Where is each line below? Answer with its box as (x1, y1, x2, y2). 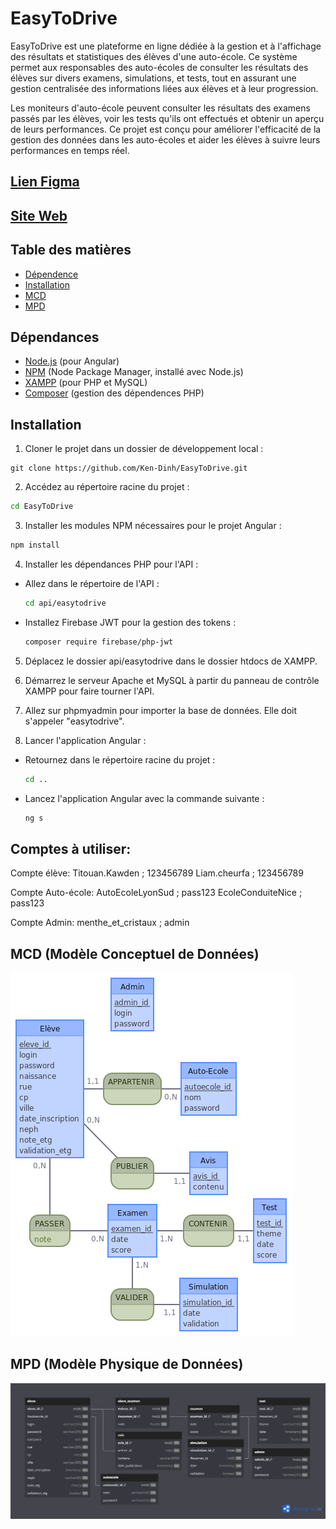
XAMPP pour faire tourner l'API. (24, 685, 155, 697)
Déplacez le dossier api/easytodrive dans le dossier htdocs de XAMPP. (24, 655, 318, 667)
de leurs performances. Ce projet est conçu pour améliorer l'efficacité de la (10, 123, 322, 135)
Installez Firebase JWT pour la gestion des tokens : (24, 616, 237, 628)
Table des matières (10, 242, 132, 259)
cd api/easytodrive (24, 598, 107, 608)
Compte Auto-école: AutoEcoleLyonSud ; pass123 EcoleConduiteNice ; (10, 887, 303, 899)
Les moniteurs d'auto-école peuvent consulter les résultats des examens (10, 102, 311, 114)
